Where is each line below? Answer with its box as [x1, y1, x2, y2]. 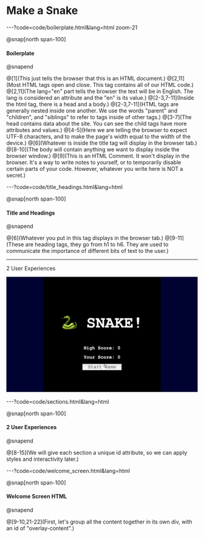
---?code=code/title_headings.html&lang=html [6, 184, 123, 191]
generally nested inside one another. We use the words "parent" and [6, 107, 178, 114]
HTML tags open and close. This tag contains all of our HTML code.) [22, 81, 194, 89]
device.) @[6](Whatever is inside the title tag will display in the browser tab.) [6, 139, 197, 147]
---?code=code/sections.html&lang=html [6, 398, 109, 405]
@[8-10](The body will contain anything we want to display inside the [6, 146, 180, 153]
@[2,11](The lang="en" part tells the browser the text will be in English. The [6, 88, 194, 95]
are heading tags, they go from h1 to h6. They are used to [25, 241, 169, 248]
